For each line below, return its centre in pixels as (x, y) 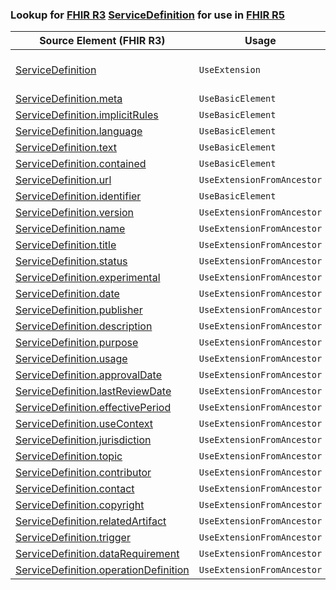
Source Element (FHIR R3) (102, 41)
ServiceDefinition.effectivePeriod (93, 408)
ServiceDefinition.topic (69, 456)
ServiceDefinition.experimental (88, 278)
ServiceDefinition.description (84, 326)
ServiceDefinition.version (75, 213)
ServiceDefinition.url (63, 180)
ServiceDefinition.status (71, 261)
